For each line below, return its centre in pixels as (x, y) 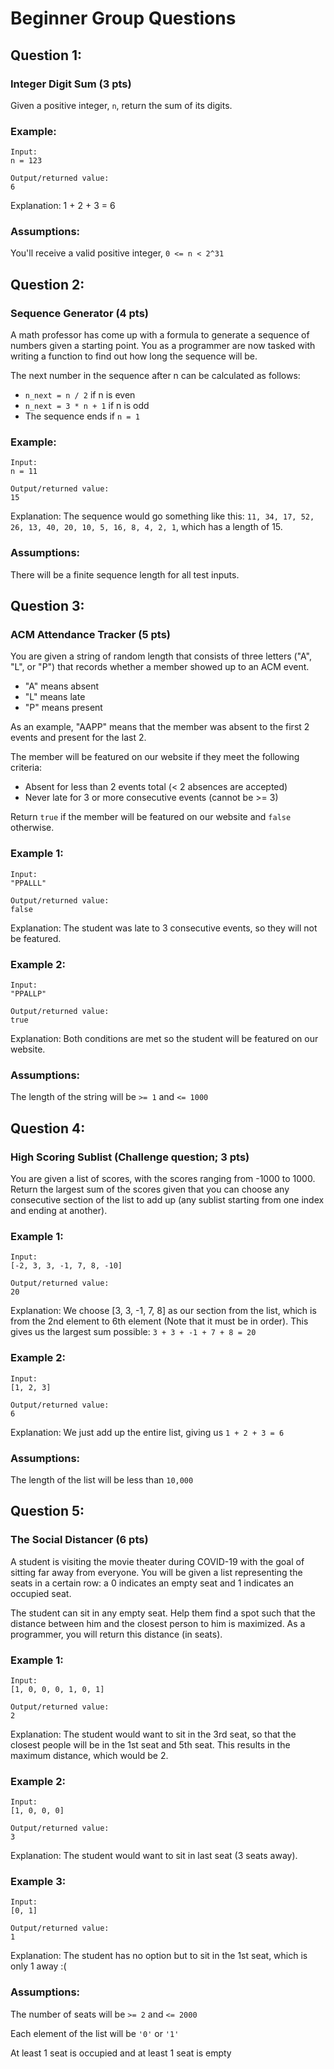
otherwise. (32, 828)
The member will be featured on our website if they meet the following (155, 757)
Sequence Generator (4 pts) (80, 313)
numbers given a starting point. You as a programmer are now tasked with (163, 346)
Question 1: (46, 55)
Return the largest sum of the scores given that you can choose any (150, 1189)
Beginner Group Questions (123, 18)
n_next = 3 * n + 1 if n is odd (87, 406)
